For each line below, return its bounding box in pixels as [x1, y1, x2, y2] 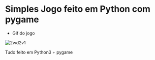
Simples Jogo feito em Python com [5, 3, 151, 15]
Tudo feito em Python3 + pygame [5, 49, 73, 55]
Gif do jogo [12, 30, 35, 36]
